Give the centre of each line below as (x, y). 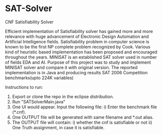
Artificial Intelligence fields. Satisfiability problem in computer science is (77, 41)
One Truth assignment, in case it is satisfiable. (58, 127)
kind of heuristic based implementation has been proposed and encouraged (81, 52)
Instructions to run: (24, 87)
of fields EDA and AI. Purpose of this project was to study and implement (78, 62)
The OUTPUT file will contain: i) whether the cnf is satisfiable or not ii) (82, 122)
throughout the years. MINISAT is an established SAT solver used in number (81, 57)
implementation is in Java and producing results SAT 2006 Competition (76, 72)
